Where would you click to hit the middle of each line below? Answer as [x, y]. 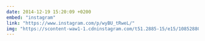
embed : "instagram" [31, 17]
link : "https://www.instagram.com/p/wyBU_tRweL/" [71, 23]
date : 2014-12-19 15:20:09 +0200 [49, 12]
